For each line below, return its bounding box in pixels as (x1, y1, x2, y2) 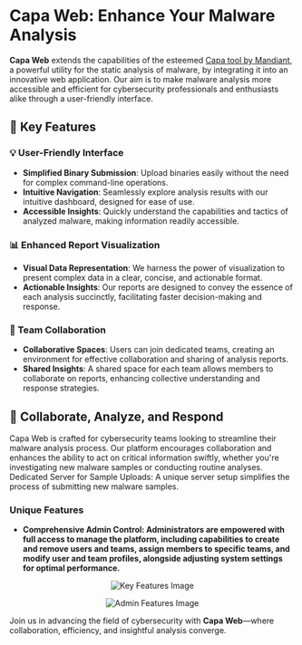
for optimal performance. (22, 563, 121, 573)
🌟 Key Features (9, 120, 97, 135)
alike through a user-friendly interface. (9, 92, 154, 104)
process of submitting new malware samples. (9, 481, 180, 492)
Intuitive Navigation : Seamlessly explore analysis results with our (22, 187, 268, 197)
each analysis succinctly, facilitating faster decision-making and (22, 291, 263, 302)
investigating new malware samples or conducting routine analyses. (9, 462, 263, 473)
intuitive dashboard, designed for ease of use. (22, 196, 195, 207)
